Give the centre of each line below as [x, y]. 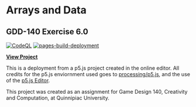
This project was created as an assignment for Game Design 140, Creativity [97, 92]
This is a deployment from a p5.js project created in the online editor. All [93, 68]
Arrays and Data [46, 10]
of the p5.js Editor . [28, 80]
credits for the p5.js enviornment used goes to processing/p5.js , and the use [98, 74]
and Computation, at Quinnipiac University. [58, 98]
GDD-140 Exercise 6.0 [47, 32]
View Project [22, 57]
